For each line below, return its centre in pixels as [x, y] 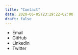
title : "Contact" [23, 10]
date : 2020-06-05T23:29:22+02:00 [39, 14]
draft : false [18, 19]
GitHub [19, 38]
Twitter [19, 48]
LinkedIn [21, 43]
